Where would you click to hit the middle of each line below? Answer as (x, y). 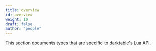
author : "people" (23, 29)
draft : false (19, 24)
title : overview (22, 10)
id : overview (19, 15)
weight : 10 (17, 19)
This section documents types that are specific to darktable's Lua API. (78, 43)
